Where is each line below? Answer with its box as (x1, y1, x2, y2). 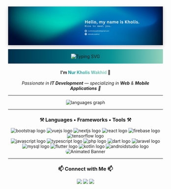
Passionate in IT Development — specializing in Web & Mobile (22, 80, 149, 86)
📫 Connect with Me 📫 (57, 165, 114, 172)
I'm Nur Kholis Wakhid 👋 (60, 69, 111, 75)
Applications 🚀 (70, 85, 101, 91)
